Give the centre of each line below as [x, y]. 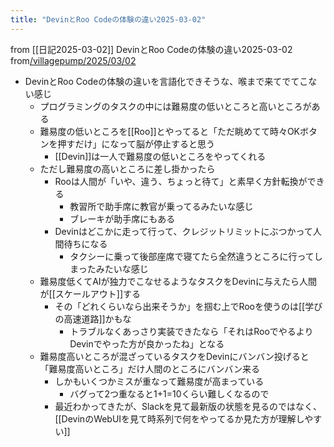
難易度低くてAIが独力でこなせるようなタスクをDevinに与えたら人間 [178, 281]
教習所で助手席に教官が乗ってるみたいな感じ [161, 206]
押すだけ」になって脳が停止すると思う [136, 143]
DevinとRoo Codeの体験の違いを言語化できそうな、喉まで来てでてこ [166, 81]
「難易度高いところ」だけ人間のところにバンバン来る [149, 368]
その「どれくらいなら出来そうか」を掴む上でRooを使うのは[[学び [188, 306]
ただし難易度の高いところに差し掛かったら [127, 168]
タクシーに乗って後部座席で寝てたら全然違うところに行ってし [196, 256]
